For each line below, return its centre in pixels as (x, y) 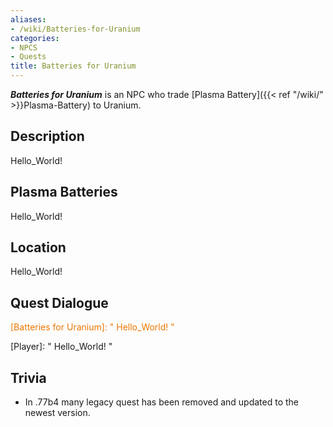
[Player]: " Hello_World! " (61, 347)
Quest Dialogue (59, 302)
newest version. (57, 413)
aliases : (28, 19)
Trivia (28, 377)
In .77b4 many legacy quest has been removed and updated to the (161, 402)
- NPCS (24, 47)
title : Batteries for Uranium (73, 66)
